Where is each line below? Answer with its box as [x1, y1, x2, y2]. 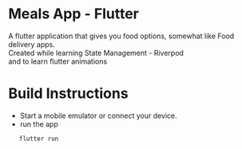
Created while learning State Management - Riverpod [8, 48, 184, 57]
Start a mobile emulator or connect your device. [19, 111, 177, 120]
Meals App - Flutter [8, 5, 140, 23]
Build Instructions [8, 84, 129, 103]
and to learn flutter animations [8, 57, 108, 66]
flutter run [18, 135, 59, 143]
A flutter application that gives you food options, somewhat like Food [8, 31, 235, 41]
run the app [19, 119, 58, 128]
